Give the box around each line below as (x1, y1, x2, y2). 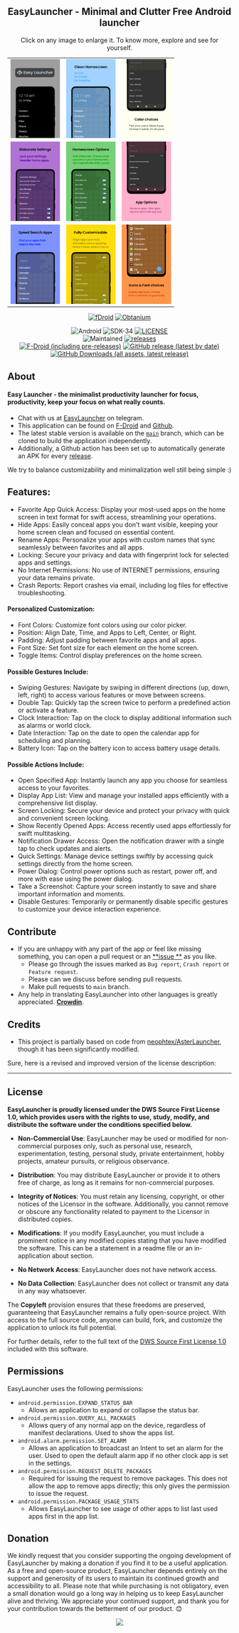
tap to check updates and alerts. (17, 844, 113, 853)
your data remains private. (17, 573, 95, 582)
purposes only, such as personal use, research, (53, 1141, 193, 1150)
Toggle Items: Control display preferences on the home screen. (17, 651, 203, 659)
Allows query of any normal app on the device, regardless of (28, 1420, 206, 1430)
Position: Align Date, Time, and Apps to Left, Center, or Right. (17, 628, 197, 637)
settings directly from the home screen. (17, 859, 134, 868)
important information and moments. (17, 890, 126, 899)
